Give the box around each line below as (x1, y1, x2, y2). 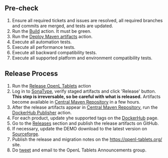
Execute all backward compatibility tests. (12, 49, 97, 55)
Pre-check (5, 4, 39, 13)
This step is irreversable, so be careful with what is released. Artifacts (12, 93, 161, 100)
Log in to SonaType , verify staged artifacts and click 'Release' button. (12, 88, 156, 94)
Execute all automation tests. (12, 39, 72, 45)
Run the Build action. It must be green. (12, 28, 92, 34)
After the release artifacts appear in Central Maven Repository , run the (12, 104, 158, 110)
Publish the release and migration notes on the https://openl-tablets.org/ (12, 136, 162, 142)
